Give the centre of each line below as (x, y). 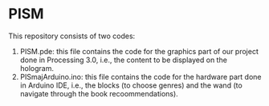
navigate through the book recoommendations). (99, 93)
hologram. (37, 68)
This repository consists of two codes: (72, 36)
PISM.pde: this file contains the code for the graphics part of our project (139, 51)
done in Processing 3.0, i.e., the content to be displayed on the (123, 60)
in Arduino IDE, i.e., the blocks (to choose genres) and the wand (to (131, 85)
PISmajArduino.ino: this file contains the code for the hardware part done (141, 77)
